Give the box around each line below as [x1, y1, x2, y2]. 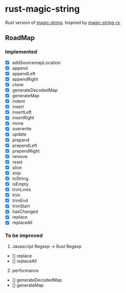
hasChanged [12, 209, 38, 215]
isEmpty [12, 181, 29, 187]
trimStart [12, 203, 30, 209]
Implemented [5, 48, 38, 55]
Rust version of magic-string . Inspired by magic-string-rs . [5, 20, 121, 25]
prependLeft [12, 142, 38, 148]
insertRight [12, 115, 34, 121]
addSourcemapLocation [12, 60, 61, 66]
